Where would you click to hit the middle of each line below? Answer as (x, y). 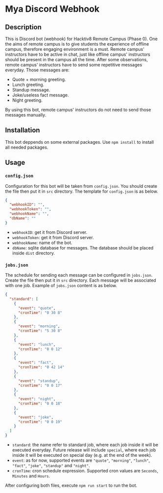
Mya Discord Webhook (52, 9)
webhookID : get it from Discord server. (50, 232)
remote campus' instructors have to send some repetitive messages (74, 65)
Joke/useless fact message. (41, 95)
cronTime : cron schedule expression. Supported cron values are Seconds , (85, 471)
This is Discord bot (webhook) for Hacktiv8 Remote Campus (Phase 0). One (81, 39)
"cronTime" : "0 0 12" (40, 349)
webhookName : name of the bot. (42, 243)
